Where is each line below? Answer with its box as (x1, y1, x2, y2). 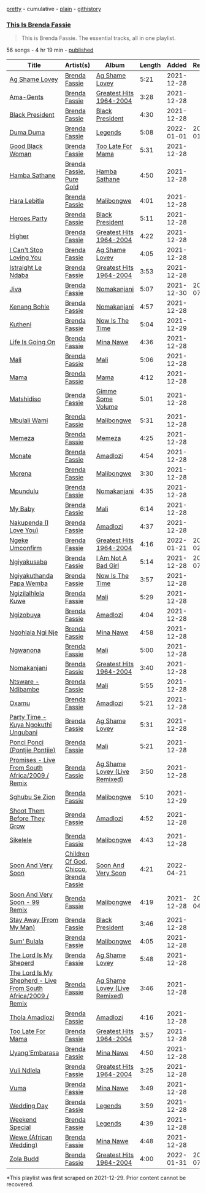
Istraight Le (9, 264, 42, 272)
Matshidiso (9, 395, 42, 403)
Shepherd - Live (9, 977, 57, 985)
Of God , (64, 857, 88, 866)
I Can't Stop (9, 246, 44, 254)
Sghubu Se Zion (9, 793, 56, 801)
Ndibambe (9, 685, 40, 694)
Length (140, 61, 161, 69)
